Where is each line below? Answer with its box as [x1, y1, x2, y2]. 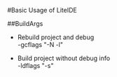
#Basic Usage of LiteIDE [7, 6, 77, 14]
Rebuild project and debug [17, 33, 95, 41]
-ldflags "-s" [17, 62, 54, 69]
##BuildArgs [7, 20, 43, 27]
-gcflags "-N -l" [17, 41, 63, 48]
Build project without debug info [17, 54, 111, 62]
